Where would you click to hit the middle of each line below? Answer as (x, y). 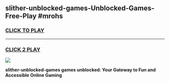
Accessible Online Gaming (34, 75)
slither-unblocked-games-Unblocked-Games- (80, 8)
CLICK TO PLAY (25, 31)
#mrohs (50, 16)
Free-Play (21, 16)
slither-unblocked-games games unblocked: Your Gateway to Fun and (80, 69)
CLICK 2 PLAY (23, 49)
